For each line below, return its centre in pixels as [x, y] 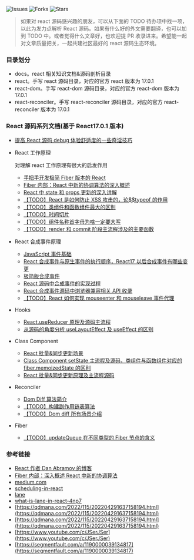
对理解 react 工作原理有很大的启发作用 [61, 165]
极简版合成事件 [41, 276]
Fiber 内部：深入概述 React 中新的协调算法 [66, 475]
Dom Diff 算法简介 [45, 399]
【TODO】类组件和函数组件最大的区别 [69, 207]
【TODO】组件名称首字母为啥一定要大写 [72, 222]
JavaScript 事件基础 [47, 254]
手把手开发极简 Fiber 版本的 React [64, 177]
